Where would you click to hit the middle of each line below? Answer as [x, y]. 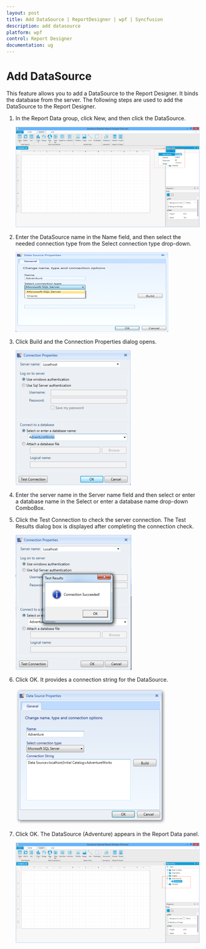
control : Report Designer [39, 39]
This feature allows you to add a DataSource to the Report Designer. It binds [102, 93]
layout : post [23, 13]
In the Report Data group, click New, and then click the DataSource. [100, 118]
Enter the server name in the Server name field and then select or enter [105, 495]
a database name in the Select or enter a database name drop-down [101, 501]
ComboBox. [30, 508]
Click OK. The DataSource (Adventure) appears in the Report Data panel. [107, 834]
